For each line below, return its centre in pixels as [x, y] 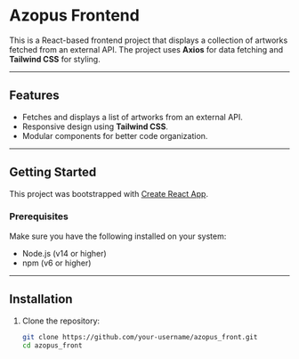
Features [34, 96]
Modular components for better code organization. [115, 135]
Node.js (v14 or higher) [64, 253]
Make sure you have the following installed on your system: [118, 236]
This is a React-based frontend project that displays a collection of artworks [149, 40]
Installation [41, 299]
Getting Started [53, 172]
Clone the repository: [61, 321]
